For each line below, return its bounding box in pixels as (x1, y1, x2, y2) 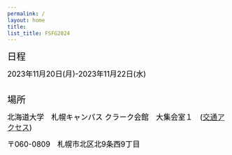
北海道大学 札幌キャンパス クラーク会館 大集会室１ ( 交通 (7, 112, 218, 122)
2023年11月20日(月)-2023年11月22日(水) (7, 69, 147, 79)
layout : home (7, 17, 45, 24)
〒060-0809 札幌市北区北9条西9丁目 (7, 140, 140, 149)
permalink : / (7, 10, 45, 17)
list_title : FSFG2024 (7, 29, 71, 37)
